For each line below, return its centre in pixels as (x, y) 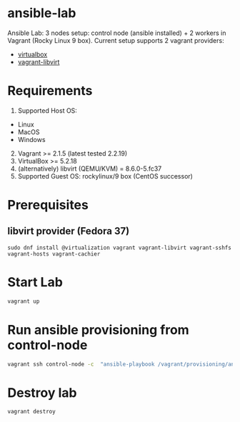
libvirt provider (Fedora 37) (69, 231)
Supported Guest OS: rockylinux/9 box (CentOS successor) (105, 176)
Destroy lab (42, 392)
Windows (31, 139)
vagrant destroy (31, 412)
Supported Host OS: (47, 110)
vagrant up (24, 301)
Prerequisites (48, 205)
